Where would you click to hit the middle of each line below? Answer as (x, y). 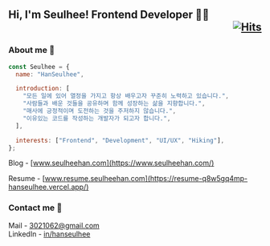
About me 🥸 (31, 50)
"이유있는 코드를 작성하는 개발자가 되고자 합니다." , (97, 118)
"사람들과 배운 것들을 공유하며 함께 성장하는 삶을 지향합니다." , (114, 104)
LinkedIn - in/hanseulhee (49, 234)
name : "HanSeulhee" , (50, 74)
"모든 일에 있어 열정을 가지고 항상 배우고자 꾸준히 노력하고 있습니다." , (126, 96)
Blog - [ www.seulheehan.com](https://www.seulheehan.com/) (111, 163)
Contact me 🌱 (35, 208)
